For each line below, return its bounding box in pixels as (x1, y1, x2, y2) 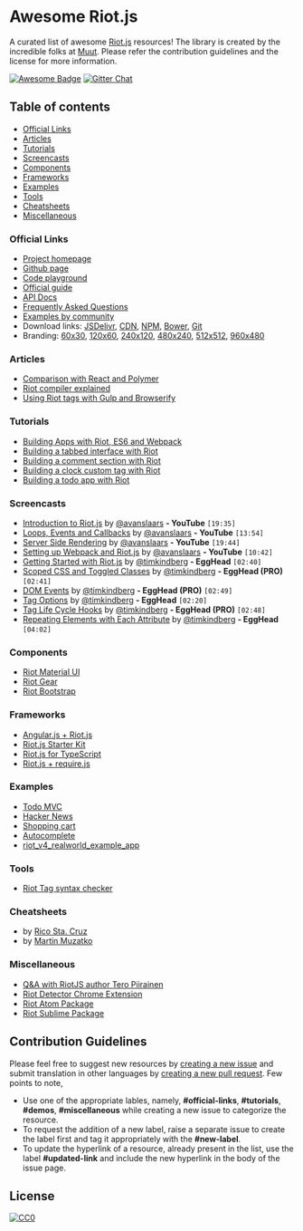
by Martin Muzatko (22, 936, 93, 947)
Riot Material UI (22, 667, 80, 678)
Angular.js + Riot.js (22, 729, 93, 740)
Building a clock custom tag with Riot (22, 465, 161, 476)
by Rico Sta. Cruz (22, 926, 88, 937)
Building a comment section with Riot (22, 455, 161, 466)
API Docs (22, 292, 57, 303)
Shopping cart (22, 820, 76, 831)
